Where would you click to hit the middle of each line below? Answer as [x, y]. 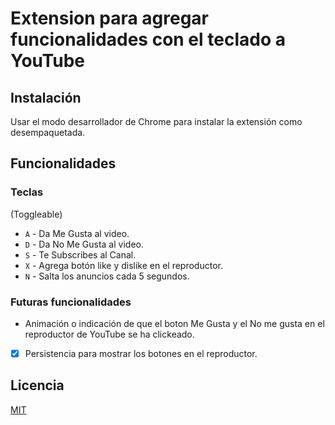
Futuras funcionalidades [71, 302]
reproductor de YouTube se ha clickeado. [109, 334]
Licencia [37, 385]
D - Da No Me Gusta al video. [84, 244]
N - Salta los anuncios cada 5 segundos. [107, 276]
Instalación [46, 97]
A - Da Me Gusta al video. [77, 233]
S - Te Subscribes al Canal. [80, 254]
